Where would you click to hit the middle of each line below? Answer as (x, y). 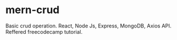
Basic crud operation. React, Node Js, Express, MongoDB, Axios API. (88, 26)
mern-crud (32, 10)
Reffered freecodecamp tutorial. (44, 31)
